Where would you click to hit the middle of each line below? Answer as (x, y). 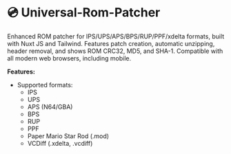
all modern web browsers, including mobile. (69, 58)
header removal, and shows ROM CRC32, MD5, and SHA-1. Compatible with (115, 51)
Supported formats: (45, 85)
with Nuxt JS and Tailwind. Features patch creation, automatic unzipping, (111, 43)
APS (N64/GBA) (50, 107)
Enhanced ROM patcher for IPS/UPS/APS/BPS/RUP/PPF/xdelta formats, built (116, 36)
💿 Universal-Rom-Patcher (84, 13)
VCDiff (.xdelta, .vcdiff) (60, 143)
